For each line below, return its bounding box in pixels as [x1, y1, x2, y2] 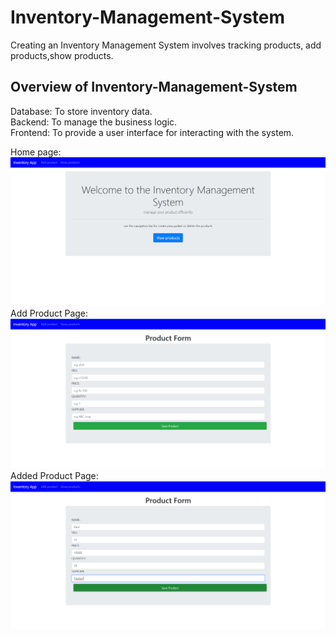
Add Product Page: [10, 307, 89, 320]
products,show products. [10, 49, 114, 61]
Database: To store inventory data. [10, 105, 153, 117]
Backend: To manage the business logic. [10, 116, 178, 128]
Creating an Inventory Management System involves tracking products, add [10, 39, 322, 51]
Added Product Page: [10, 469, 99, 481]
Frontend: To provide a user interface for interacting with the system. [10, 126, 295, 138]
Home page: [10, 146, 62, 158]
